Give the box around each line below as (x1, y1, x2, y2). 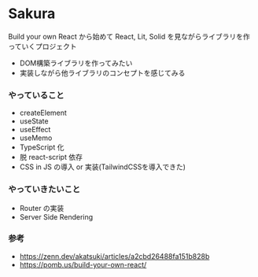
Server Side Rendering (19, 212, 94, 221)
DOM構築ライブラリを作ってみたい (19, 58, 133, 68)
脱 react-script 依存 (19, 153, 83, 162)
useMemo (19, 133, 53, 142)
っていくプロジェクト (8, 41, 77, 51)
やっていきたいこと (8, 184, 81, 195)
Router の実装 (19, 203, 64, 212)
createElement (19, 108, 67, 118)
